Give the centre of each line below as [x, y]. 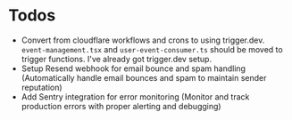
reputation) [42, 87]
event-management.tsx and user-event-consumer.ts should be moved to [152, 49]
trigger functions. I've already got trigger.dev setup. [116, 59]
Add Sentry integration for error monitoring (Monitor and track [135, 96]
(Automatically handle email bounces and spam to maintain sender [144, 77]
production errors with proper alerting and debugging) [121, 106]
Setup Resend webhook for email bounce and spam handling [133, 68]
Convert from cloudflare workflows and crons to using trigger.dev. [143, 40]
